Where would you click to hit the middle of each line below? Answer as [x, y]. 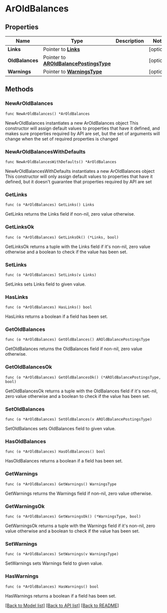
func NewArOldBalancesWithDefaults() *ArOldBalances [61, 162]
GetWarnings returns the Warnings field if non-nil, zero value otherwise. [79, 493]
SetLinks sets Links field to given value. [45, 284]
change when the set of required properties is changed [62, 139]
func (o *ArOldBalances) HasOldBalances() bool [55, 452]
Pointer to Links [62, 49]
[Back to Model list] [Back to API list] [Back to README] [62, 605]
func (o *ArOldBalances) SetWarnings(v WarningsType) [62, 554]
